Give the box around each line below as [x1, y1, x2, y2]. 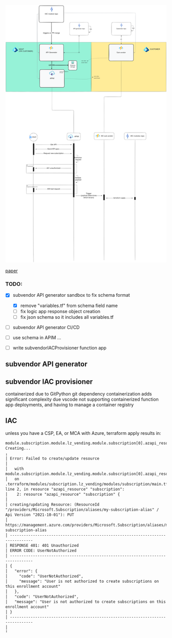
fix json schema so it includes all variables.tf [20, 314, 114, 320]
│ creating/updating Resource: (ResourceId [5, 502, 100, 507]
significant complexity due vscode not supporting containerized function [5, 397, 159, 403]
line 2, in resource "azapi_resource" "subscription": [5, 487, 125, 492]
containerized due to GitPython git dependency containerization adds [5, 391, 152, 397]
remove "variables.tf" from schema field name [20, 302, 118, 309]
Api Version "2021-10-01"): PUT [5, 512, 74, 517]
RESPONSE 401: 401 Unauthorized [10, 543, 79, 548]
